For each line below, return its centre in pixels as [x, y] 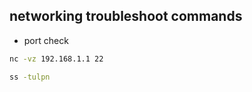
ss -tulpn [30, 77]
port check [46, 40]
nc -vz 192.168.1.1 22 [56, 59]
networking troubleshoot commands [126, 16]
